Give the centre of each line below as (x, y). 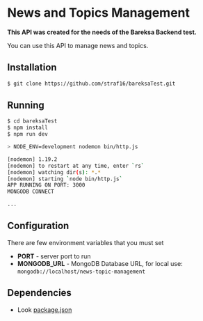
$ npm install (28, 128)
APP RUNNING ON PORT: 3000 (46, 185)
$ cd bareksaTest (32, 121)
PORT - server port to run (54, 256)
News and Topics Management (98, 13)
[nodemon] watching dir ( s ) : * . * (54, 172)
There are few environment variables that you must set (86, 242)
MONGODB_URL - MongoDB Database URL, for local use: (100, 263)
